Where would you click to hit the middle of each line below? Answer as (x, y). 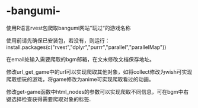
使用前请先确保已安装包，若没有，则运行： (58, 40)
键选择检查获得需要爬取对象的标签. (49, 99)
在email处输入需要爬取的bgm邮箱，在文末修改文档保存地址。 (81, 59)
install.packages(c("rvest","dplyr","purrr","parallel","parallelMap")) (86, 47)
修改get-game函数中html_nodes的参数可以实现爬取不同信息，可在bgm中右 (97, 91)
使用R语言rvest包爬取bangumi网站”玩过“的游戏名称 (68, 28)
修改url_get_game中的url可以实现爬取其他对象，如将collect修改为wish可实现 (99, 71)
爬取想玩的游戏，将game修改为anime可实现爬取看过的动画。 (80, 79)
